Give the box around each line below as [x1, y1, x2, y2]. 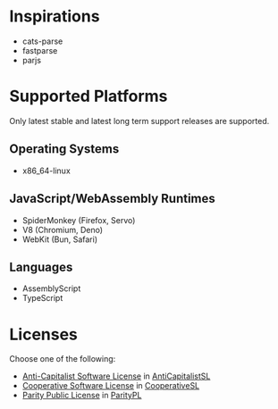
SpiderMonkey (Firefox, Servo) [21, 214, 136, 225]
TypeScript [21, 293, 63, 304]
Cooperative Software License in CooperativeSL [21, 380, 200, 391]
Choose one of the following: [9, 354, 116, 364]
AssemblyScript [21, 283, 81, 294]
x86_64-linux [21, 165, 72, 176]
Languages [9, 259, 73, 274]
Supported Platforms [9, 87, 168, 106]
